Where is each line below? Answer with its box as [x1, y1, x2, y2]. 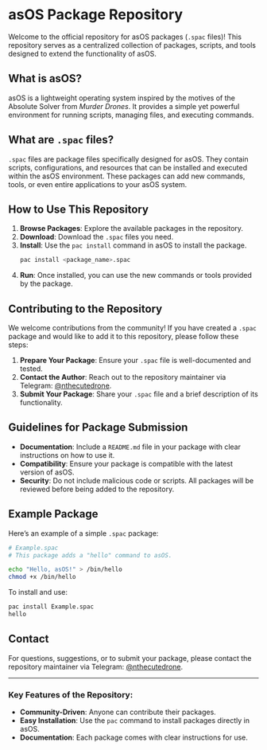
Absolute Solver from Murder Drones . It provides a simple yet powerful [8, 101, 240, 111]
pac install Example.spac [8, 603, 94, 611]
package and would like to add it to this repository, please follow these [8, 332, 239, 342]
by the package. [19, 279, 73, 288]
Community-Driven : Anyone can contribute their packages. [19, 707, 216, 717]
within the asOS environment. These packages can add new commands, [8, 171, 246, 181]
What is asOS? [8, 72, 82, 85]
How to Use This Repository [8, 202, 149, 216]
